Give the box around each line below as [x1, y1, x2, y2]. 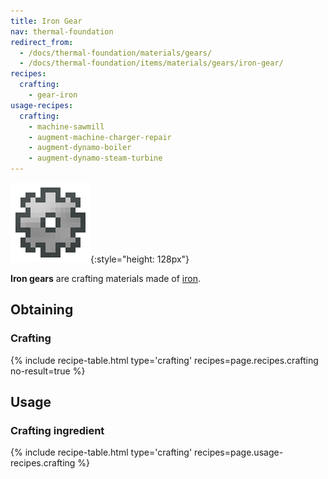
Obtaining [10, 301, 74, 319]
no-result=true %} [10, 365, 86, 377]
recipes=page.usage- [194, 446, 284, 459]
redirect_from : [10, 37, 74, 47]
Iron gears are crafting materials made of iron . [10, 273, 202, 284]
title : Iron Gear [10, 16, 83, 26]
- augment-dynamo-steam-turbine [28, 153, 163, 164]
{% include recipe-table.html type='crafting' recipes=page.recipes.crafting [10, 354, 319, 366]
